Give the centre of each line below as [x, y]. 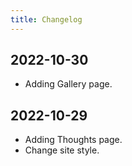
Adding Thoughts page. [73, 140]
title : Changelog [46, 19]
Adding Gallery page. [68, 84]
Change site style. [62, 150]
